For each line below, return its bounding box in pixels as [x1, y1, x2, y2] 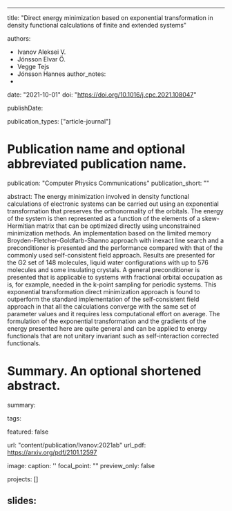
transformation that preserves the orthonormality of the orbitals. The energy [7, 206, 224, 215]
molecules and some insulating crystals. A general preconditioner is [7, 265, 200, 273]
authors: [7, 35, 31, 42]
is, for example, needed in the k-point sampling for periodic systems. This [7, 280, 217, 289]
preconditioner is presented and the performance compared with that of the [7, 243, 223, 252]
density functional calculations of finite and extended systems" [7, 21, 187, 29]
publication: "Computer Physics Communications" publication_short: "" [7, 179, 209, 187]
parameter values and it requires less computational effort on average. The [7, 309, 220, 318]
